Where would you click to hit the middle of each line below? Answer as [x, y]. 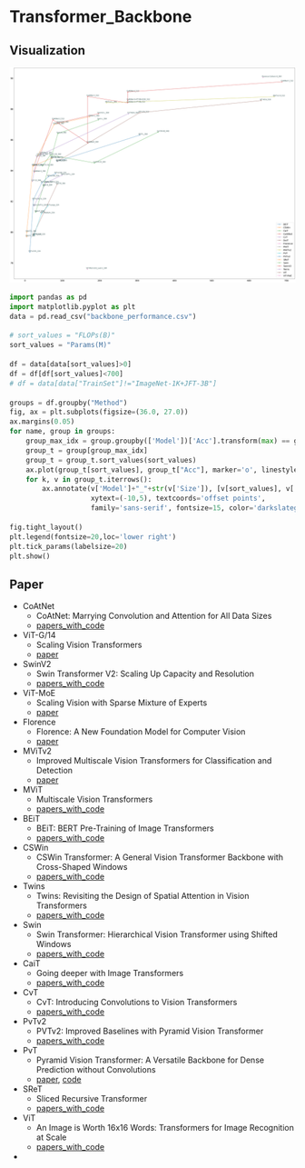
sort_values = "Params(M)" [60, 345]
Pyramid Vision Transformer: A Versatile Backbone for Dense [150, 1060]
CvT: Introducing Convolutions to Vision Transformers [137, 1003]
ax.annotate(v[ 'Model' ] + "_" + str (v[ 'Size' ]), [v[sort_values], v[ [168, 489]
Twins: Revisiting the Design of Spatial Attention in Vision [143, 896]
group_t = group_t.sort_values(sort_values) [111, 460]
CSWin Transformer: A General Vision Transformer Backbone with [160, 857]
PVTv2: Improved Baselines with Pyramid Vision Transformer [150, 1031]
